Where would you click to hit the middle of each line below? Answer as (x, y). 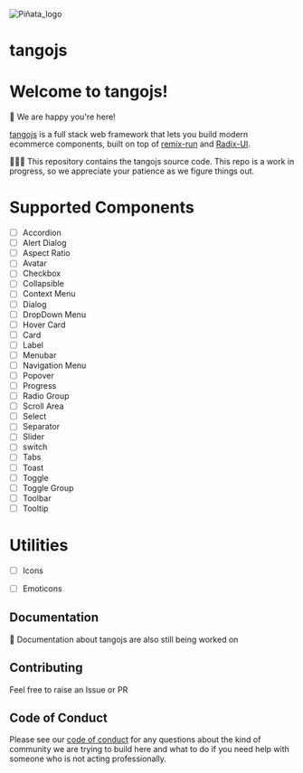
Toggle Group (48, 487)
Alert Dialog (44, 243)
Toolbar (37, 498)
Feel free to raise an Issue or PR (69, 689)
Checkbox (42, 273)
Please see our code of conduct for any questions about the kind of (135, 740)
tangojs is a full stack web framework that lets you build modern (129, 135)
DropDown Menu (54, 314)
